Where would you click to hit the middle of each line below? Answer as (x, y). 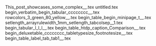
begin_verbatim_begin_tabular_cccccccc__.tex (52, 12)
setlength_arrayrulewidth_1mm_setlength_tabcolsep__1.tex (64, 23)
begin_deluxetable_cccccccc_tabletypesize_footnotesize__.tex (69, 33)
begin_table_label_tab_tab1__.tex (38, 38)
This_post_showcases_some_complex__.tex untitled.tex (62, 7)
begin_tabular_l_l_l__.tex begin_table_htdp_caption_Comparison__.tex (75, 28)
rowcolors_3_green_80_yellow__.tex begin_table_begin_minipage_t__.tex (78, 17)
